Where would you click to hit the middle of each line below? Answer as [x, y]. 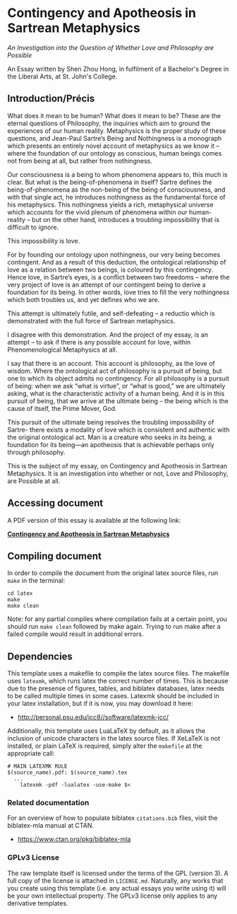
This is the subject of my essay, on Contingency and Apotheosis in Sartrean [117, 465]
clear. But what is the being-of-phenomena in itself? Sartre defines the [110, 182]
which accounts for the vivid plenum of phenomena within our [98, 212]
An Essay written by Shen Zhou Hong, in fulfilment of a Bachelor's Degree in [118, 69]
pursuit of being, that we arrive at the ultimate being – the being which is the [118, 400]
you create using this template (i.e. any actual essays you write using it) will [117, 888]
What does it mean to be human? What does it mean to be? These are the [114, 115]
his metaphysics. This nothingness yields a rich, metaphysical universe [110, 204]
